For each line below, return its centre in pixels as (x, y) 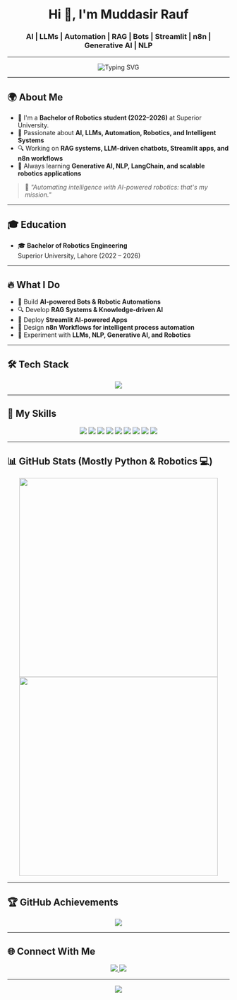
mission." (38, 195)
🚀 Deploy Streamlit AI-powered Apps (73, 320)
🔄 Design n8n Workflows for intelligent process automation (106, 327)
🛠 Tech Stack (38, 365)
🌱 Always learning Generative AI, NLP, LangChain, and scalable (111, 166)
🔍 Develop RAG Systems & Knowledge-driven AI (90, 309)
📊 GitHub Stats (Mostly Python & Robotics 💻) (110, 461)
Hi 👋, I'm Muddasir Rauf (119, 15)
